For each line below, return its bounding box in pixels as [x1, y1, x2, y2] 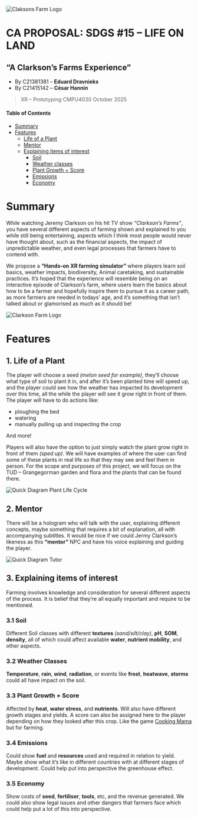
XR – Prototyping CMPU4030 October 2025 [20, 96, 127, 103]
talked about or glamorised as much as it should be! [6, 300, 132, 307]
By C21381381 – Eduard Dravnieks [14, 78, 99, 85]
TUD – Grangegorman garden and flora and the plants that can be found [6, 469, 181, 476]
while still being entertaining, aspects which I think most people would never [6, 232, 192, 239]
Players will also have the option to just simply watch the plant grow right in [6, 444, 189, 451]
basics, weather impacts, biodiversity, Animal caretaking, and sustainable [6, 269, 184, 276]
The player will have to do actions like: [6, 397, 99, 404]
